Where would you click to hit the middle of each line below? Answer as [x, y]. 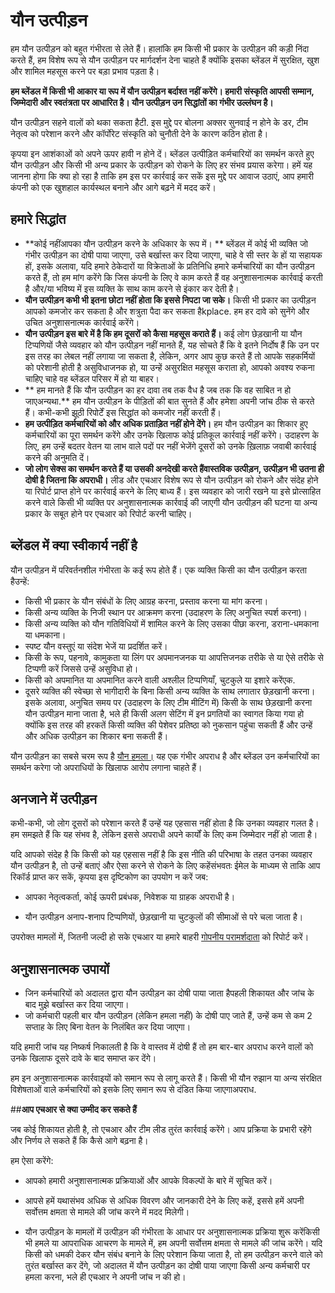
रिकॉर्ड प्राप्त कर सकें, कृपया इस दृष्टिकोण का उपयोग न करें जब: [109, 877]
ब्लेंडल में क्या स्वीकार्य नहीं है [74, 545]
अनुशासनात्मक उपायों [60, 969]
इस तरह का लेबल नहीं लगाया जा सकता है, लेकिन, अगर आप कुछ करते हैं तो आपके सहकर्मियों [170, 356]
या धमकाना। [45, 635]
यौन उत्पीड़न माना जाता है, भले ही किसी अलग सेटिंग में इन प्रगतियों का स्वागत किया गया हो [164, 713]
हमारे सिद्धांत [38, 219]
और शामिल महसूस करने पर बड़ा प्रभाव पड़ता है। [85, 71]
